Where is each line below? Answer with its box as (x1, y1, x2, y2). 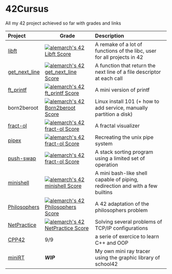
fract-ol (8, 122, 27, 129)
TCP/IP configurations (95, 224, 148, 231)
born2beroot (8, 104, 38, 111)
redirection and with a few (95, 182, 158, 189)
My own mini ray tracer (95, 247, 150, 255)
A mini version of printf (95, 86, 150, 93)
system (95, 140, 113, 147)
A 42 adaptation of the (95, 200, 149, 207)
